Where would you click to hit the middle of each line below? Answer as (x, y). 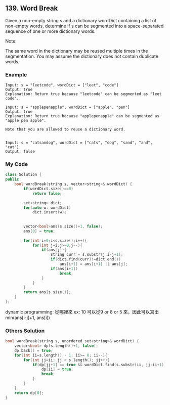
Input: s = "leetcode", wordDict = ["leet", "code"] (62, 85)
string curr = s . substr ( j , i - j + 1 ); (87, 255)
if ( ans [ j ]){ (54, 250)
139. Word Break (32, 8)
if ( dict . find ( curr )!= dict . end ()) (86, 259)
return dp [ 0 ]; (29, 393)
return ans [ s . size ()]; (47, 292)
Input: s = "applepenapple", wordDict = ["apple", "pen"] (68, 107)
